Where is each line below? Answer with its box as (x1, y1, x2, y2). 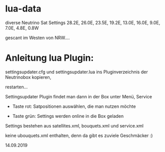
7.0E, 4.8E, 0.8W (5, 25, 39, 31)
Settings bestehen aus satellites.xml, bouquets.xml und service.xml (5, 122, 144, 128)
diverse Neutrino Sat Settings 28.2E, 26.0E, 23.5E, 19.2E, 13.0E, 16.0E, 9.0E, (5, 20, 160, 26)
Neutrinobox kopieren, (5, 74, 51, 80)
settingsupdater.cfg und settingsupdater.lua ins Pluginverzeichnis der (5, 69, 148, 75)
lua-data (5, 3, 41, 15)
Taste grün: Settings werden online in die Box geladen (12, 113, 124, 119)
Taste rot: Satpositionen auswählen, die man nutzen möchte (12, 103, 136, 109)
